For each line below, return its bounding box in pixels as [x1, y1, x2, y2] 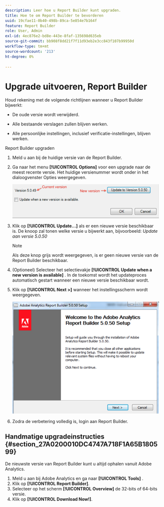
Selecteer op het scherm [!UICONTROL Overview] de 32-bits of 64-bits [12, 486, 158, 491]
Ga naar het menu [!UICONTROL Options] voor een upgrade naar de [12, 164, 150, 170]
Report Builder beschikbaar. [12, 258, 68, 264]
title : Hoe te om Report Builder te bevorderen [5, 13, 104, 18]
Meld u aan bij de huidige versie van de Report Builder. [12, 155, 122, 161]
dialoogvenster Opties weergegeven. [12, 175, 87, 181]
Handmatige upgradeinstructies [5, 432, 105, 441]
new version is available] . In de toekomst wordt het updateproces [12, 272, 147, 278]
